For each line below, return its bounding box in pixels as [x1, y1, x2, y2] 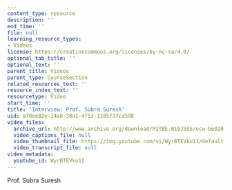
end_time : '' [7, 23, 45, 30]
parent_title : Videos [7, 67, 70, 74]
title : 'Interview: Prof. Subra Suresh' [7, 106, 126, 113]
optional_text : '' [7, 61, 60, 68]
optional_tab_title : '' [7, 55, 76, 62]
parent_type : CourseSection [7, 74, 88, 81]
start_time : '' [7, 100, 51, 107]
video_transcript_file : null [13, 145, 97, 151]
